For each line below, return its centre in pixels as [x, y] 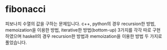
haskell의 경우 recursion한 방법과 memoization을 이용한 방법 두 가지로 [92, 36]
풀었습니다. [16, 42]
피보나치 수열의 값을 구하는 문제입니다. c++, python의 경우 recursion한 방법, [80, 23]
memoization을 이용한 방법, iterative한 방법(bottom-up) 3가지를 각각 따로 [78, 30]
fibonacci [26, 9]
